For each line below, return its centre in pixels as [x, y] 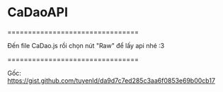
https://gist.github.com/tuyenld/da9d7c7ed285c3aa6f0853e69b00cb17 [111, 80]
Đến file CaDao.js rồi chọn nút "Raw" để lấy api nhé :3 [86, 45]
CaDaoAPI [38, 12]
